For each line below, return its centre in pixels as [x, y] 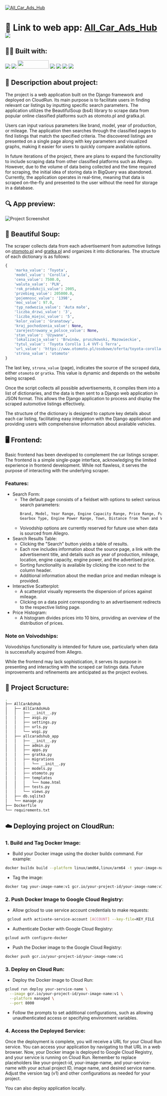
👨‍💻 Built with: [26, 51]
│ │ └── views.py [28, 792]
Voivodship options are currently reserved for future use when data [89, 528]
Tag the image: [28, 878]
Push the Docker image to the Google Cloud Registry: [67, 947]
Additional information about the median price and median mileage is [90, 575]
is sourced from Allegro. [44, 533]
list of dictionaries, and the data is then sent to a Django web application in [82, 393]
